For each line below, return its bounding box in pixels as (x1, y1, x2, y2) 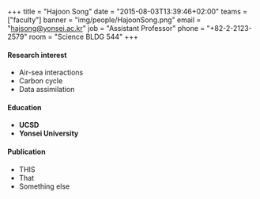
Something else (18, 182, 70, 191)
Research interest (7, 50, 67, 59)
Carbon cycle (18, 76, 63, 86)
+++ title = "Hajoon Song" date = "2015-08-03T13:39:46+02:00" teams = (7, 7, 248, 16)
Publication (7, 147, 46, 156)
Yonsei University (18, 128, 79, 138)
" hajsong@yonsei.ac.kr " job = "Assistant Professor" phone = (7, 24, 205, 33)
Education (7, 102, 42, 112)
